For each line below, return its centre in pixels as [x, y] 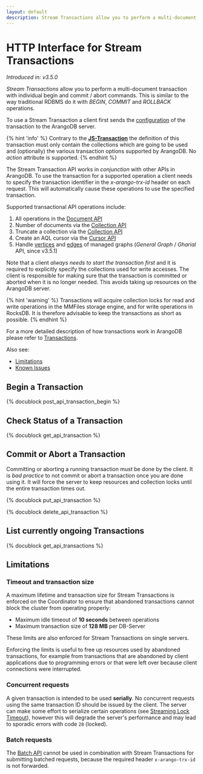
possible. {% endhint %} [37, 320]
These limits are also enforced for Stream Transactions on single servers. [98, 638]
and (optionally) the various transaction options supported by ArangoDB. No [101, 151]
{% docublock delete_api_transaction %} [57, 512]
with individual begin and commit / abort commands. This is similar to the [98, 95]
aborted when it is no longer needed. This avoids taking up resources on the [101, 282]
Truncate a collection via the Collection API [69, 232]
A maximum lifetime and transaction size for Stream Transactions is [90, 595]
